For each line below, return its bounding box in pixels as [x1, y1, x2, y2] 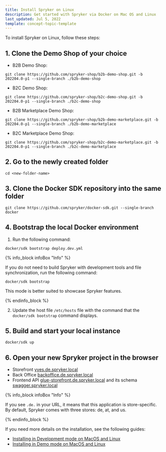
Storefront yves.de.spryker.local [12, 367, 78, 373]
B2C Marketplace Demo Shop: [12, 130, 74, 137]
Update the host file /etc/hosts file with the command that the [12, 307, 140, 313]
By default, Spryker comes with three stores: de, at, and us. [5, 407, 126, 413]
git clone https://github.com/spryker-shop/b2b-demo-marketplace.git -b [5, 117, 159, 122]
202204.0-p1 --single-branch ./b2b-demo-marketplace [5, 122, 116, 127]
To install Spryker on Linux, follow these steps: [5, 35, 101, 41]
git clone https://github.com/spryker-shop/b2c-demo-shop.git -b [5, 95, 143, 100]
